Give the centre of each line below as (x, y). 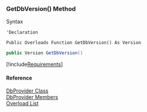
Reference (19, 78)
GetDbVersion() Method (41, 9)
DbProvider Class (27, 91)
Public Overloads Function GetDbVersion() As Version (74, 43)
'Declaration (22, 32)
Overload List (22, 103)
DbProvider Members (32, 97)
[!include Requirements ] (35, 64)
